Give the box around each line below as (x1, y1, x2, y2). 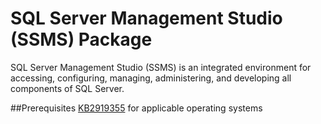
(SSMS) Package (10, 28, 153, 51)
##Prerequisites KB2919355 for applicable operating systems (10, 102, 263, 114)
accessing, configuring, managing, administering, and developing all (10, 72, 292, 84)
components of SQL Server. (10, 82, 125, 94)
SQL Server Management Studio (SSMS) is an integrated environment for (10, 61, 312, 73)
